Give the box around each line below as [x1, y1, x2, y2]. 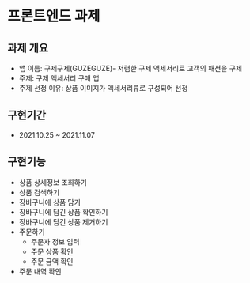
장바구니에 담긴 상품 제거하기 [18, 217, 108, 226]
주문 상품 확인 [30, 247, 74, 256]
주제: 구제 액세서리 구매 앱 [18, 74, 100, 83]
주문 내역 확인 [18, 266, 62, 276]
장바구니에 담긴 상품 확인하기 [18, 207, 108, 217]
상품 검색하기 [18, 187, 60, 197]
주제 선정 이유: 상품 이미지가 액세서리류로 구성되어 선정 [18, 84, 188, 92]
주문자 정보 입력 [30, 236, 80, 246]
